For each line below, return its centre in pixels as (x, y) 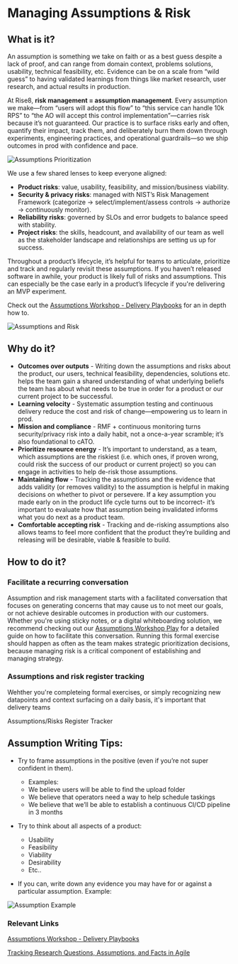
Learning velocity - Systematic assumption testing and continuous (115, 404)
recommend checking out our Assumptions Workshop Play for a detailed (113, 628)
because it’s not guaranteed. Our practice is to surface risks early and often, (119, 123)
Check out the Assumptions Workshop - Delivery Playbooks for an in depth (117, 305)
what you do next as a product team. (71, 517)
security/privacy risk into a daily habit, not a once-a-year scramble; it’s (121, 434)
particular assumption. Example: (64, 891)
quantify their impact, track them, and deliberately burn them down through (118, 130)
